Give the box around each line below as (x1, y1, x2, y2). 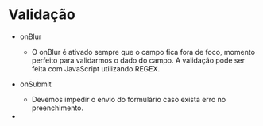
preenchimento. (31, 103, 84, 113)
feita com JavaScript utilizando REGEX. (31, 63, 161, 73)
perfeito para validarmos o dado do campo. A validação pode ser (31, 55, 245, 65)
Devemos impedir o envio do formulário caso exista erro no (31, 94, 226, 104)
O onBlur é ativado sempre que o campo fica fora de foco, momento (31, 47, 256, 56)
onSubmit (19, 79, 52, 89)
